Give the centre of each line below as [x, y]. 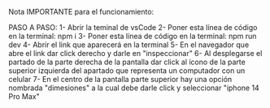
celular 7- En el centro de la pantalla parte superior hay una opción [120, 79]
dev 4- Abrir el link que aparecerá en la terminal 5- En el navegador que [129, 45]
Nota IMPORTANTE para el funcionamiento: [81, 12]
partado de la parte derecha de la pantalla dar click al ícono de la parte [127, 62]
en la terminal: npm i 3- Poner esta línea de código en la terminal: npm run [133, 36]
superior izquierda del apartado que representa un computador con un [127, 71]
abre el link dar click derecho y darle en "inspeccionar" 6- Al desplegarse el [135, 53]
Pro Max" [24, 96]
